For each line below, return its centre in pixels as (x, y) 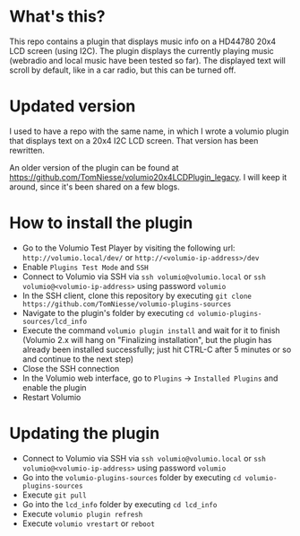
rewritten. (27, 150)
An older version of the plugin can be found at (94, 167)
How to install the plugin (101, 223)
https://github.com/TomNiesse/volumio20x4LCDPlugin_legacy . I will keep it (148, 177)
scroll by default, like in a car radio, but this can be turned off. (123, 70)
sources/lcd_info (55, 321)
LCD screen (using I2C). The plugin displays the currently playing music (142, 50)
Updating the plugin (85, 434)
